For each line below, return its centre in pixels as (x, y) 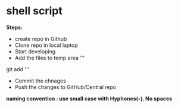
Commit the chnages (40, 81)
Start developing (35, 51)
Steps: (14, 27)
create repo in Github (41, 39)
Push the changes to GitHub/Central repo (65, 87)
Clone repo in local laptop (46, 45)
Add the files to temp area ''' (50, 58)
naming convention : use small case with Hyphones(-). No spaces (89, 99)
